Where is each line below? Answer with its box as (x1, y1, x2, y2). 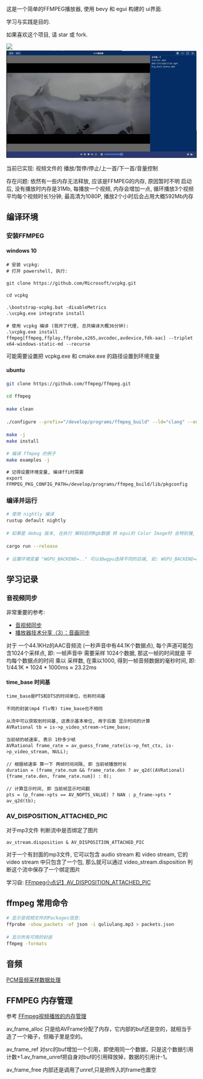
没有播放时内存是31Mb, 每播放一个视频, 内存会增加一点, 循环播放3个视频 (14, 185, 195, 192)
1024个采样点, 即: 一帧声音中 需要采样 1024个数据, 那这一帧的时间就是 (11, 649, 185, 657)
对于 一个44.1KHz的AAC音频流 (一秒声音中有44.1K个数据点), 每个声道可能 (6, 642, 188, 649)
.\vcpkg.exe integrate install (6, 310, 85, 316)
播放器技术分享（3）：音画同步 (14, 629, 91, 637)
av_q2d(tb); (6, 798, 36, 804)
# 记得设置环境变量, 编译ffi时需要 (6, 469, 84, 476)
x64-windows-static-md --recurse (6, 341, 91, 347)
